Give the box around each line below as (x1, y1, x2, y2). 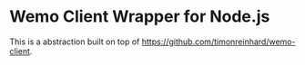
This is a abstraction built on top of (9, 36, 140, 47)
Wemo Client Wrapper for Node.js (9, 6, 270, 27)
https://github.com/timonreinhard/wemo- (141, 36, 296, 47)
